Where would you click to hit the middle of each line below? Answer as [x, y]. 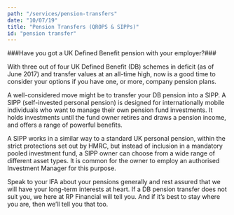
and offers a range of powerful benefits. [65, 125]
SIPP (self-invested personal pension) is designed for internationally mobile [116, 103]
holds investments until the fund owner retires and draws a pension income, [117, 118]
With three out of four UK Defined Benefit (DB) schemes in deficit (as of [111, 67]
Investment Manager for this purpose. [62, 168]
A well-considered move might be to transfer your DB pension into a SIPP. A [117, 95]
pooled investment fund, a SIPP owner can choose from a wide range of [111, 153]
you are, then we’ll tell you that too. [58, 204]
